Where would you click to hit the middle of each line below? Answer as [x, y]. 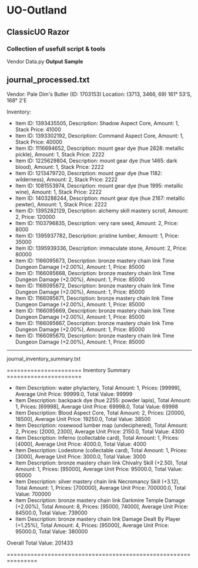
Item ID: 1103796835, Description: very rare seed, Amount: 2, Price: [97, 223]
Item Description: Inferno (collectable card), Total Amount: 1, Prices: [97, 437]
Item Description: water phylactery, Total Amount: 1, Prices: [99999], [98, 387]
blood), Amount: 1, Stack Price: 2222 [60, 167]
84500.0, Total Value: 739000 [51, 513]
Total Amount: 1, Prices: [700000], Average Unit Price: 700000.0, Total [100, 487]
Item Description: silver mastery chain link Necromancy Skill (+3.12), [97, 481]
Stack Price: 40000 [39, 142]
